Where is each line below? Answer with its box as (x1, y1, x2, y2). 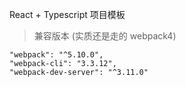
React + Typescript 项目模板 (9, 9, 126, 20)
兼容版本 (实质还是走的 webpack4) (33, 30, 177, 42)
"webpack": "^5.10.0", (9, 50, 104, 60)
